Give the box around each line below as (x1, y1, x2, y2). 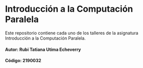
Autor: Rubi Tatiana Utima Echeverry (5, 46, 81, 52)
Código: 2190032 (5, 58, 42, 64)
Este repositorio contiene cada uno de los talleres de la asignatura (5, 30, 139, 36)
